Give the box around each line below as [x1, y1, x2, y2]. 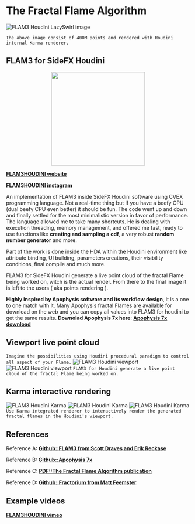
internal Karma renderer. [6, 40, 69, 46]
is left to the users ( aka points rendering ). [6, 284, 109, 291]
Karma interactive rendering [6, 386, 112, 396]
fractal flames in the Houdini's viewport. [6, 413, 114, 420]
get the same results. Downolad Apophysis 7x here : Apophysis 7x [6, 314, 168, 321]
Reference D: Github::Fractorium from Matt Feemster [6, 479, 137, 486]
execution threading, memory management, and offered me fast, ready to [6, 224, 183, 231]
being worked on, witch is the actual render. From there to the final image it [6, 278, 187, 285]
